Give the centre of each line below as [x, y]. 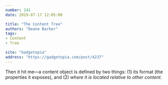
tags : [11, 34]
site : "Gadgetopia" [26, 52]
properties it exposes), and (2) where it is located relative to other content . [84, 77]
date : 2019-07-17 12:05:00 [34, 15]
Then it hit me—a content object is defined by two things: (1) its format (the [84, 72]
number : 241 [18, 10]
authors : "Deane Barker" [32, 29]
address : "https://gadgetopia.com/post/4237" [54, 57]
